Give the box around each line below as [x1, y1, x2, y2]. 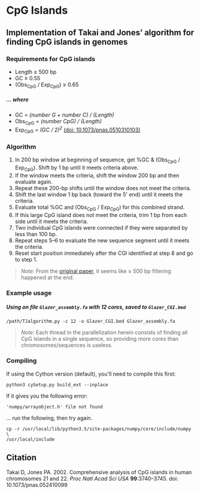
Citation [6, 453, 37, 463]
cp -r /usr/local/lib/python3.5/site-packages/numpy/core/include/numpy [6, 426, 192, 432]
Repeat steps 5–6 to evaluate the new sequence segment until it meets [14, 237, 190, 244]
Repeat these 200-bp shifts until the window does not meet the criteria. [14, 184, 192, 191]
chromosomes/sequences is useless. [20, 341, 113, 349]
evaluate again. [14, 178, 53, 185]
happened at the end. [20, 273, 74, 281]
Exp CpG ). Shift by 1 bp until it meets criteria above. [14, 164, 139, 172]
